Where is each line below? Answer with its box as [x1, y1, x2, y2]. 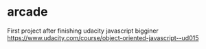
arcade [7, 4, 48, 20]
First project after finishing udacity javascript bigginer [7, 27, 159, 35]
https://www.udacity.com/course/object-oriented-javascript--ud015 [7, 33, 199, 42]
